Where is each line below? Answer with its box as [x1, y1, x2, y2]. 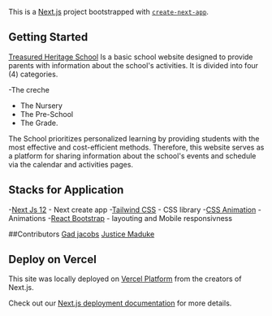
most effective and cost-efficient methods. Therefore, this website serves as [8, 142, 265, 152]
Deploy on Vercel [8, 253, 97, 266]
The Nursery [19, 101, 63, 110]
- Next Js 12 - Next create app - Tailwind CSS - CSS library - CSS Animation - [8, 205, 261, 214]
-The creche [8, 84, 50, 94]
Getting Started [8, 30, 89, 44]
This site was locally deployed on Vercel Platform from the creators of [8, 274, 242, 284]
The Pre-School [19, 109, 74, 119]
